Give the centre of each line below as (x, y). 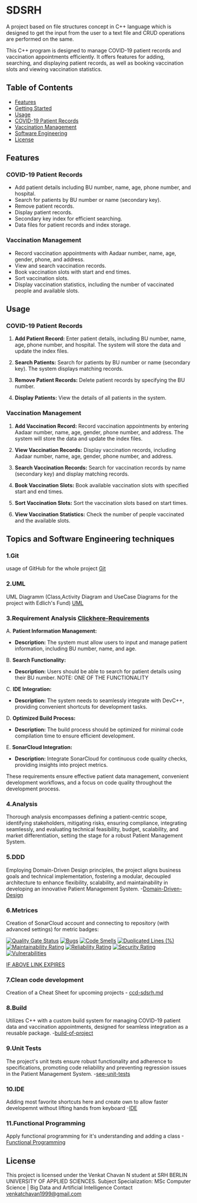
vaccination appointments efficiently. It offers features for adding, (86, 57)
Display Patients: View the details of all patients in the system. (90, 398)
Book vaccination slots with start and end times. (73, 272)
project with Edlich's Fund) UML (45, 603)
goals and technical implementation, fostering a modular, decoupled (89, 876)
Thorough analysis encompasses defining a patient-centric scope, (87, 817)
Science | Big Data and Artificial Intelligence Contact (69, 1188)
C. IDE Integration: (29, 689)
